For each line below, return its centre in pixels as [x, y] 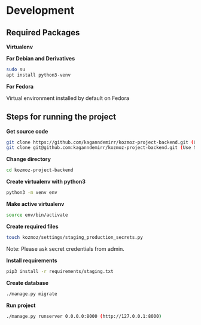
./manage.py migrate [32, 294]
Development [40, 10]
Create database [28, 283]
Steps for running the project [61, 117]
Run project [21, 305]
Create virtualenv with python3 [46, 182]
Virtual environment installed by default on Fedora [68, 98]
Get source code [27, 131]
